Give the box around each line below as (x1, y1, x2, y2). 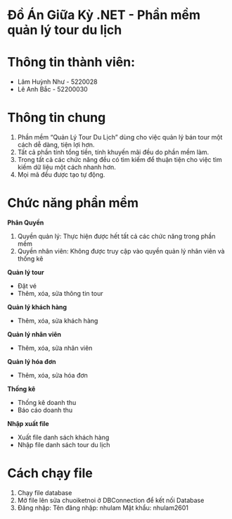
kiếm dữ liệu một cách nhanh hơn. (17, 163, 116, 172)
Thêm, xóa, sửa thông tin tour (17, 289, 103, 297)
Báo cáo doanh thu (17, 406, 73, 414)
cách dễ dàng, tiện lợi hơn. (17, 141, 95, 149)
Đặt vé (17, 282, 37, 290)
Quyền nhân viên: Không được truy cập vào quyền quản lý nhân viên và (17, 247, 225, 255)
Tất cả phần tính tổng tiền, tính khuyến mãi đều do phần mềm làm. (17, 148, 210, 156)
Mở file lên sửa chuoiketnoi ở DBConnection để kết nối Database (17, 496, 205, 504)
